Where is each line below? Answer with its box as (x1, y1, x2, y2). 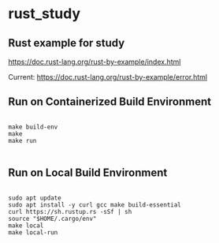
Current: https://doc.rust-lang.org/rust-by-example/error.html (8, 73, 207, 81)
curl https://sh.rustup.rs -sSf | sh (8, 207, 132, 215)
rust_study (8, 5, 81, 23)
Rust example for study (8, 36, 125, 50)
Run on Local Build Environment (8, 166, 168, 180)
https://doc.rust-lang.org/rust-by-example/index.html (8, 57, 181, 66)
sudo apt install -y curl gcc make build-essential (8, 200, 181, 209)
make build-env (8, 123, 58, 131)
